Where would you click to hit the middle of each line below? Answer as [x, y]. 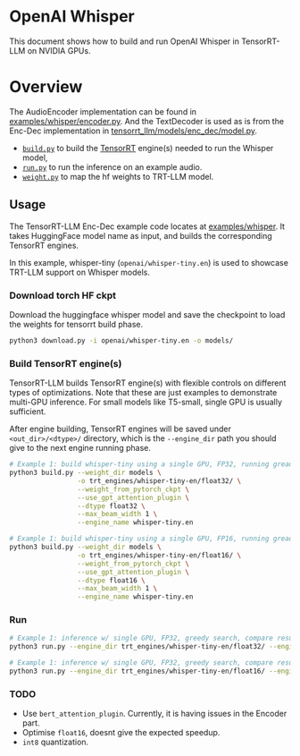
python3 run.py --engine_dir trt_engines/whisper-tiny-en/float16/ [137, 671]
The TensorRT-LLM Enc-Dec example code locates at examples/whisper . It [147, 226]
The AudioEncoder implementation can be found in [103, 111]
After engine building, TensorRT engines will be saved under [121, 429]
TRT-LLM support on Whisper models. [79, 272]
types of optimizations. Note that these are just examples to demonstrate [143, 393]
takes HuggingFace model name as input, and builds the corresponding [141, 235]
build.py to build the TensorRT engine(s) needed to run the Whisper [148, 148]
